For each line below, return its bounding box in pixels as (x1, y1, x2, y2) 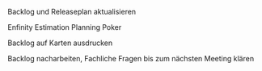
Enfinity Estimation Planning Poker (7, 23, 122, 31)
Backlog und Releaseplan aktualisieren (7, 7, 137, 16)
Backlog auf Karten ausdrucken (7, 38, 113, 48)
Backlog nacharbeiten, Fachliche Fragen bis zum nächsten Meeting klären (7, 54, 255, 63)
